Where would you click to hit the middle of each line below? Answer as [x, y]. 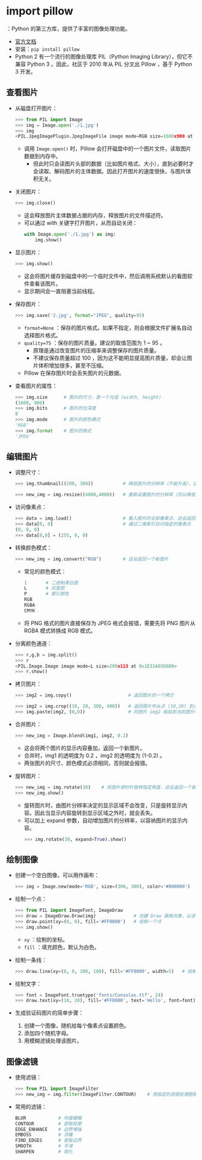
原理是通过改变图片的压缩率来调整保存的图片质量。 [96, 350]
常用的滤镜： [31, 1106]
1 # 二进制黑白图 [51, 583]
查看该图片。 [45, 283]
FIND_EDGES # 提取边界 [48, 1141]
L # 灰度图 [44, 588]
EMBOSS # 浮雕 [44, 1135]
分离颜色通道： [33, 643]
